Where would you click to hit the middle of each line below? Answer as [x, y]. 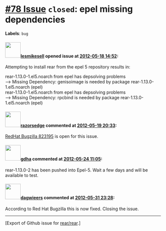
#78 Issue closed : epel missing [69, 9]
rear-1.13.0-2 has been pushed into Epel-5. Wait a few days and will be [77, 170]
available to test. [22, 175]
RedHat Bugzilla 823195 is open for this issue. [52, 136]
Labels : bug [17, 33]
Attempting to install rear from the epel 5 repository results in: [68, 67]
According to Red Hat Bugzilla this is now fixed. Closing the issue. [72, 209]
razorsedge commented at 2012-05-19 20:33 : [69, 125]
